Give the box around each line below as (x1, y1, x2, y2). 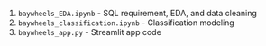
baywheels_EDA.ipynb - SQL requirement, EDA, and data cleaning (17, 8, 257, 18)
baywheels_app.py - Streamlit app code (17, 27, 162, 37)
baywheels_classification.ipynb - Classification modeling (17, 17, 234, 28)
